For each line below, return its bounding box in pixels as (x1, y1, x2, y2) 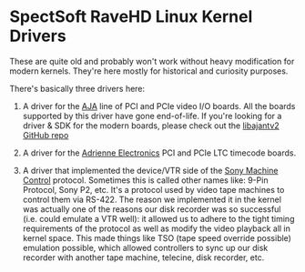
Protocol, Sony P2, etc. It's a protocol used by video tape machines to (22, 184, 285, 195)
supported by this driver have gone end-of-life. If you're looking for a (22, 110, 282, 121)
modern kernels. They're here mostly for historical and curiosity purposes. (9, 65, 289, 76)
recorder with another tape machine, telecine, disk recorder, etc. (22, 252, 265, 263)
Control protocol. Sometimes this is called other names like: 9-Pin (22, 175, 269, 186)
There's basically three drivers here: (9, 83, 146, 94)
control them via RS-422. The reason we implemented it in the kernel (22, 194, 282, 205)
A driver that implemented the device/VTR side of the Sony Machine (22, 165, 279, 176)
